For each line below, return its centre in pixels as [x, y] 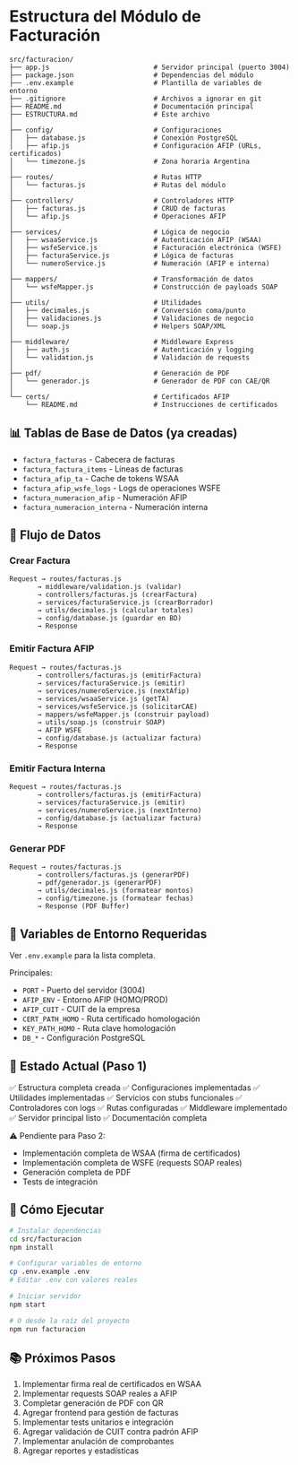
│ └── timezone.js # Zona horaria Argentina [130, 161]
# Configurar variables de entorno [76, 1263]
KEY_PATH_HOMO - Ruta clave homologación [99, 1028]
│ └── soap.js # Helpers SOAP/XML [118, 326]
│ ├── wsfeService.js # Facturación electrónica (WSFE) [145, 247]
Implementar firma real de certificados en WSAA [111, 1384]
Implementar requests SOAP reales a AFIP [99, 1394]
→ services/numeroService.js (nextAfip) [114, 691]
